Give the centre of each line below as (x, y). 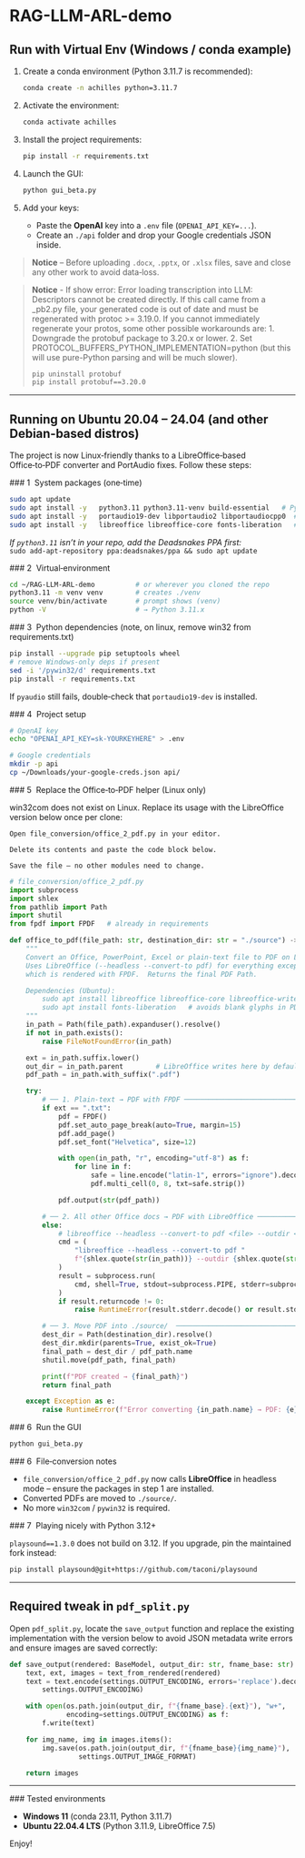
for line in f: (103, 1167)
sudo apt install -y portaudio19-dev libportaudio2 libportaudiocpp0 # (154, 516)
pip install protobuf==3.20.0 (89, 382)
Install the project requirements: (82, 139)
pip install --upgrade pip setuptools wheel (95, 654)
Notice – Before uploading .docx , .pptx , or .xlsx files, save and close (161, 262)
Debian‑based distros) (74, 433)
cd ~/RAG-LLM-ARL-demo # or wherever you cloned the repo (140, 584)
